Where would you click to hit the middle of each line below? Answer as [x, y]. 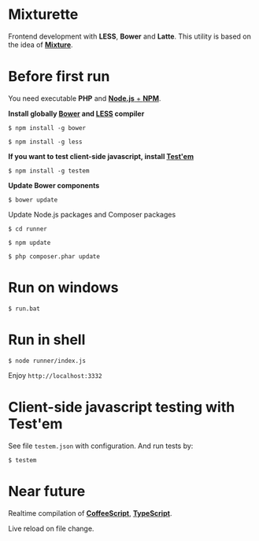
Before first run [59, 77]
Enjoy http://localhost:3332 [55, 375]
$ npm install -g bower [47, 128]
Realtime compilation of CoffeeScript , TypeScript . [90, 513]
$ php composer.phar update [54, 256]
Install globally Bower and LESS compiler [76, 113]
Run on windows [63, 288]
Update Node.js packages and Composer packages [92, 214]
